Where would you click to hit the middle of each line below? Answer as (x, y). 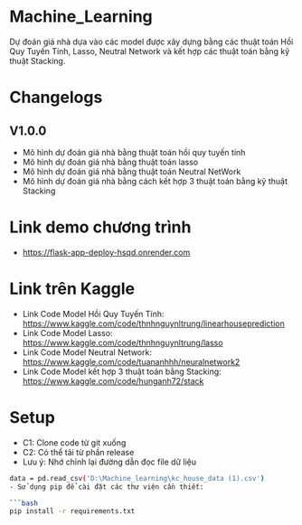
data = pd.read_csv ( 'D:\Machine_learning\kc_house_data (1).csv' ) (137, 478)
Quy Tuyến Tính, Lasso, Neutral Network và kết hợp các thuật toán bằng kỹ (150, 51)
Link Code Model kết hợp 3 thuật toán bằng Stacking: (122, 371)
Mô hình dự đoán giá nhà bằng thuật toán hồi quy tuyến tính (134, 152)
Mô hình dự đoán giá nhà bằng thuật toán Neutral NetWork (132, 171)
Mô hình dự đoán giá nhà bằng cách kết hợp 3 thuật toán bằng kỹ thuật (155, 181)
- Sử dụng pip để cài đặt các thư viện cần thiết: (107, 487)
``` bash (24, 503)
